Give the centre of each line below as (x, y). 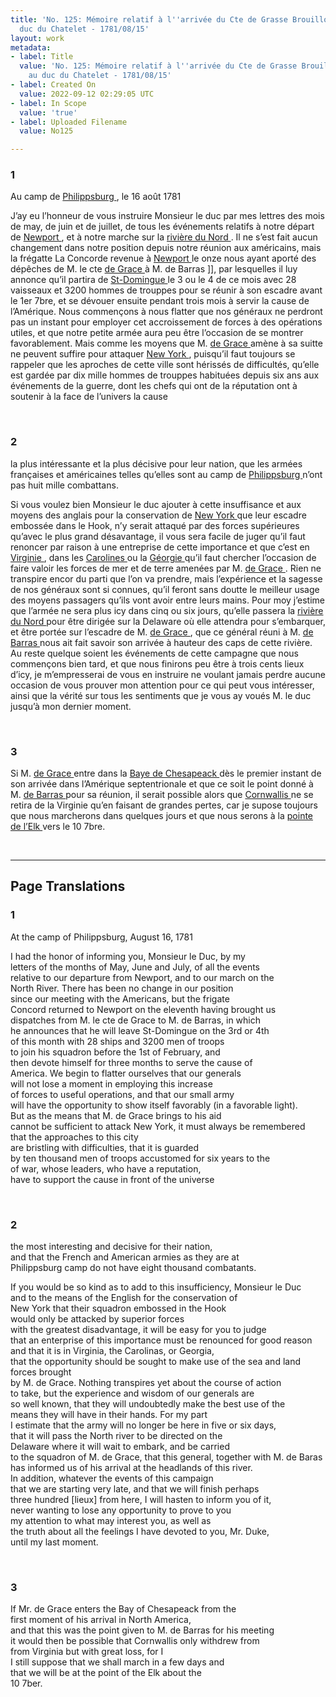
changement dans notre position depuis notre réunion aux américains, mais (166, 248)
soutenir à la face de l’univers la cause (89, 397)
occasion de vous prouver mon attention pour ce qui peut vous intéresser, (162, 685)
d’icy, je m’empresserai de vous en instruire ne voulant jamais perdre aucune (168, 674)
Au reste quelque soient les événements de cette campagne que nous (154, 653)
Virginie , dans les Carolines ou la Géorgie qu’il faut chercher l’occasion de (163, 557)
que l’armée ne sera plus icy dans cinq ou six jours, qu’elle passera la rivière (167, 610)
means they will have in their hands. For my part (109, 1414)
